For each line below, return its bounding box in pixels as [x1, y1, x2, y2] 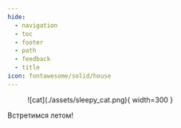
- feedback [14, 55, 51, 63]
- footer [14, 38, 44, 46]
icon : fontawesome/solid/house [7, 72, 112, 80]
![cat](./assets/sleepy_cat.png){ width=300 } [27, 94, 174, 104]
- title [14, 64, 41, 72]
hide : [7, 13, 26, 21]
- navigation [14, 21, 58, 30]
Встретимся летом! [7, 110, 73, 120]
